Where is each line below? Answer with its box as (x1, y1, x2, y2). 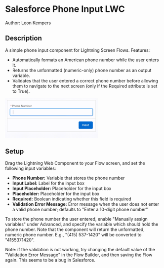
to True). (12, 88, 30, 94)
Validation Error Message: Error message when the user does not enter (12, 201, 160, 207)
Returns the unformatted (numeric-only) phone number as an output (12, 67, 152, 73)
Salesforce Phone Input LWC (5, 3, 125, 15)
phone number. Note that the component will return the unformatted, (5, 227, 145, 232)
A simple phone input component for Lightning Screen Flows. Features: (5, 47, 150, 53)
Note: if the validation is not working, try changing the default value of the (5, 247, 156, 253)
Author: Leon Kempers (5, 20, 51, 26)
